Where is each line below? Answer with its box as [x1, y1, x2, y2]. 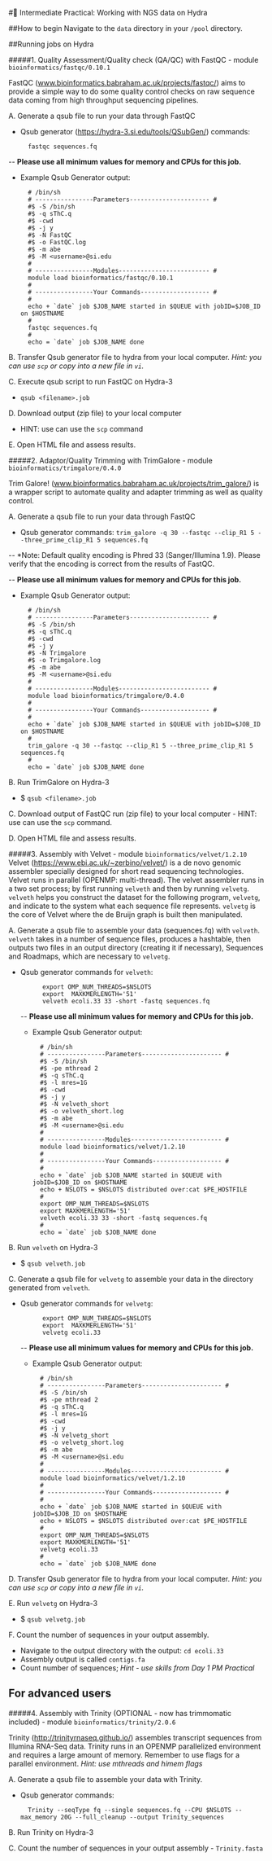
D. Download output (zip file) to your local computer [8, 408, 182, 418]
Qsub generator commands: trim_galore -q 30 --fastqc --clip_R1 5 [19, 528, 255, 537]
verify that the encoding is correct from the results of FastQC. [8, 559, 215, 568]
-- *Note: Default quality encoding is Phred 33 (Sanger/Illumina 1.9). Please [8, 551, 261, 560]
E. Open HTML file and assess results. [8, 440, 136, 450]
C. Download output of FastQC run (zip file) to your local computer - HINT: [8, 809, 257, 819]
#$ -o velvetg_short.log [39, 1438, 124, 1446]
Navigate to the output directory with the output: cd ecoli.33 [19, 1646, 224, 1655]
